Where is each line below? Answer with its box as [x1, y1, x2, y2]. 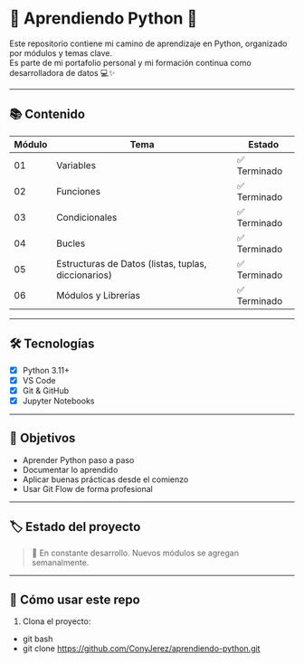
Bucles [55, 237, 86, 250]
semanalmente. [31, 557, 90, 568]
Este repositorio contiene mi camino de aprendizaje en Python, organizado [9, 38, 288, 49]
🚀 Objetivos [9, 431, 76, 446]
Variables [55, 158, 97, 171]
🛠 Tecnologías [9, 336, 95, 352]
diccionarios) [55, 269, 113, 281]
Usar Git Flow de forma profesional [22, 483, 154, 494]
